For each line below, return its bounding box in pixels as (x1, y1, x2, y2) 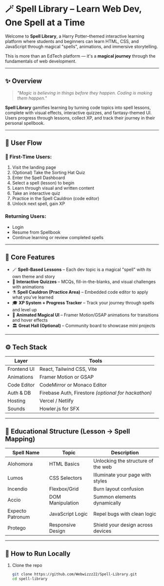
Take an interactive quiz (12, 190, 61, 196)
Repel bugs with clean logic (93, 510, 157, 517)
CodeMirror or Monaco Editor (39, 382, 107, 388)
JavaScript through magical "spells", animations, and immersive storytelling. (5, 43, 158, 49)
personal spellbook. (5, 120, 45, 126)
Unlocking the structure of (93, 458, 154, 465)
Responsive (49, 522, 76, 528)
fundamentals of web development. (5, 58, 77, 64)
